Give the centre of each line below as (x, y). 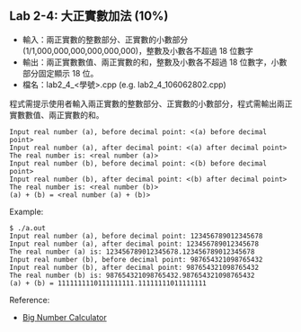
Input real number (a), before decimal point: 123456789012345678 (136, 236)
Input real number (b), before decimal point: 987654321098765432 (136, 259)
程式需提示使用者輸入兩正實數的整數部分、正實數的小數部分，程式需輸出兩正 (151, 103)
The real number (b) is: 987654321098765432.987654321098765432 (132, 275)
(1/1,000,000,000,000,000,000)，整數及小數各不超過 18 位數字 (137, 50)
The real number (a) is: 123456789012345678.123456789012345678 (132, 251)
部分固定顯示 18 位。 (60, 73)
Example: (27, 211)
